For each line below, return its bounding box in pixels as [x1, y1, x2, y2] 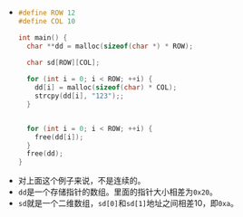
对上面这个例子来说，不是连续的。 [17, 175, 146, 186]
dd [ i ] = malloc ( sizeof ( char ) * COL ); [34, 83, 178, 92]
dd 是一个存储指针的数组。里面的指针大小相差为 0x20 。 [17, 186, 218, 197]
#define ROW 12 [17, 8, 76, 17]
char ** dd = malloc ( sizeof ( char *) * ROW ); [26, 42, 193, 51]
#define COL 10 [17, 16, 76, 25]
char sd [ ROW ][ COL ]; [26, 58, 101, 68]
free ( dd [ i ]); [34, 132, 84, 142]
